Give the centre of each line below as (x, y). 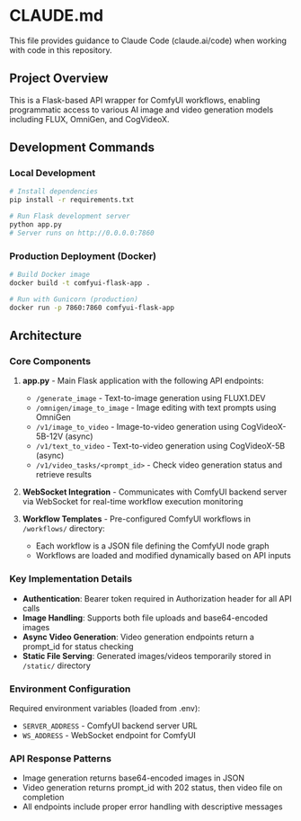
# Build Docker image (50, 275)
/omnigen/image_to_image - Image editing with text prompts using (156, 408)
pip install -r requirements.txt (72, 200)
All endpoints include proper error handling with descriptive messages (152, 807)
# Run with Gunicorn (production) (74, 299)
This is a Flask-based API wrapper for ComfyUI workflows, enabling (135, 100)
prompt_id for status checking (78, 646)
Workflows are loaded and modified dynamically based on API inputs (164, 556)
